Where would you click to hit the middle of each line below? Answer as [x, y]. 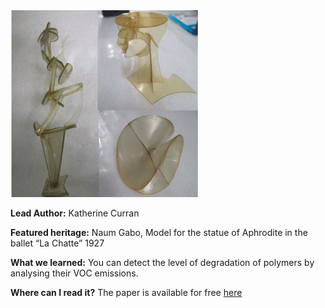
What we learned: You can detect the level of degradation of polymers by [162, 263]
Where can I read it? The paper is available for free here [126, 293]
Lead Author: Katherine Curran [75, 213]
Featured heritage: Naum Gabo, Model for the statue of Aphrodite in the [159, 233]
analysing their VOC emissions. [74, 273]
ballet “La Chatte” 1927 [57, 243]
